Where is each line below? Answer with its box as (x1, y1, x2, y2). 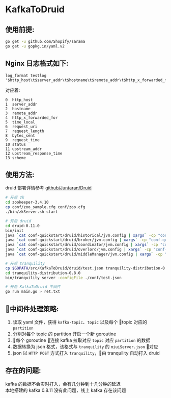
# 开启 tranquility (5, 261, 45, 266)
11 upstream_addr (5, 146, 42, 152)
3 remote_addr (5, 111, 38, 116)
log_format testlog (5, 73, 47, 78)
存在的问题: (5, 366, 42, 375)
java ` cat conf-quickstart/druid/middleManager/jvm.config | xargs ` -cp (5, 252, 163, 257)
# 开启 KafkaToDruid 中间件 (5, 284, 61, 289)
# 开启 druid (5, 218, 32, 223)
